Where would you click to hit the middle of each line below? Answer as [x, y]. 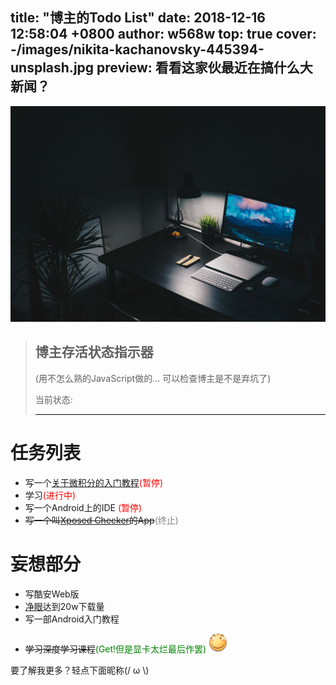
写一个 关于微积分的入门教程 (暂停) [94, 482]
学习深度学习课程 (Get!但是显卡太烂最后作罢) [115, 649]
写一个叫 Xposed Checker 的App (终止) [101, 520]
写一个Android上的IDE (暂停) [83, 507]
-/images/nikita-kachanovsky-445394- [137, 49]
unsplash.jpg [52, 68]
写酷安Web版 [52, 594]
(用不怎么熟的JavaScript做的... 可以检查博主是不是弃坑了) [153, 378]
